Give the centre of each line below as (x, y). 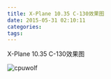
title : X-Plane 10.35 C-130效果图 (56, 14)
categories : (24, 27)
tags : (15, 33)
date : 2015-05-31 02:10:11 (46, 20)
